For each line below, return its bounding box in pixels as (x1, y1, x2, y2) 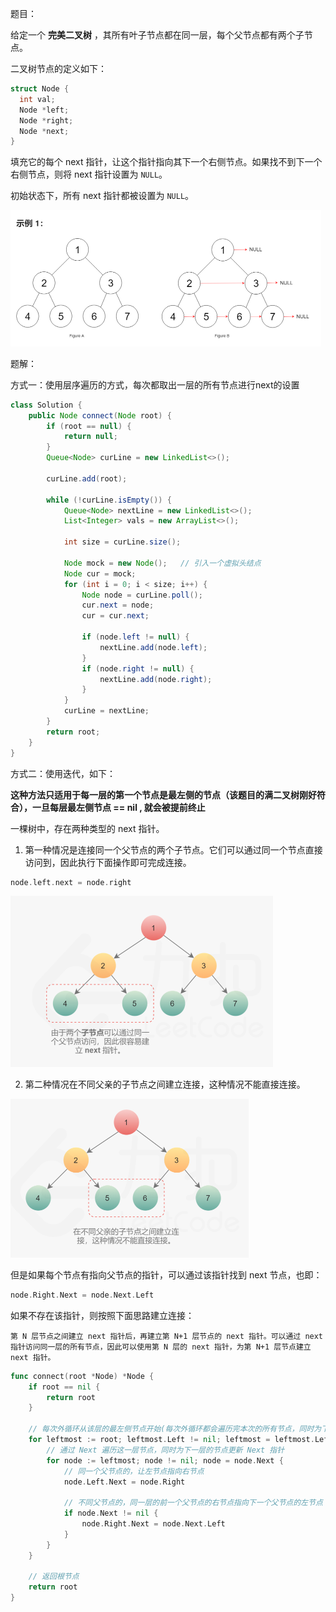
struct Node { (10, 84, 70, 94)
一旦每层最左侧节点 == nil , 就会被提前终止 (31, 801, 206, 813)
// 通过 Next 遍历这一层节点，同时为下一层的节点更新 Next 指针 (46, 1445, 285, 1455)
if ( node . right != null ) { (81, 663, 195, 674)
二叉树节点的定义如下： (10, 63, 107, 74)
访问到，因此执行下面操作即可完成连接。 (24, 856, 192, 868)
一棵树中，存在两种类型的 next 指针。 (10, 822, 165, 834)
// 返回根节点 (28, 1572, 80, 1582)
